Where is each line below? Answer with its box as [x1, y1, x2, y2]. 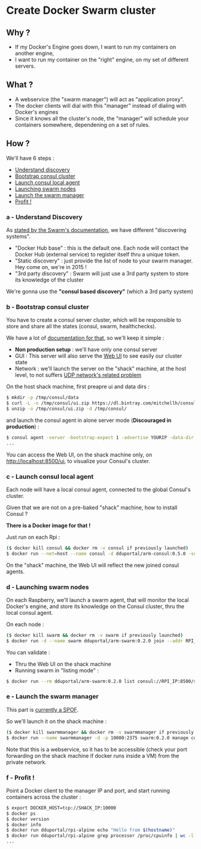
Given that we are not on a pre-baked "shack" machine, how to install [6, 504, 178, 511]
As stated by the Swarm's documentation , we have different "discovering [6, 226, 187, 234]
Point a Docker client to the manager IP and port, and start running [6, 787, 170, 794]
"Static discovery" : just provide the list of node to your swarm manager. [14, 257, 193, 264]
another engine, [14, 50, 54, 57]
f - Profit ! [6, 774, 35, 782]
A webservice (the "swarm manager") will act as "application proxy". [14, 95, 184, 102]
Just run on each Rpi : [6, 533, 60, 540]
